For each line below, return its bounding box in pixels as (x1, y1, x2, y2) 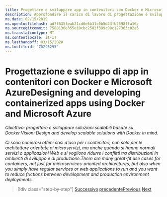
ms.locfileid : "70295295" (5, 44, 59, 49)
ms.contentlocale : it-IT (5, 35, 57, 40)
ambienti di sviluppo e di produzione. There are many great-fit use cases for (5, 155, 161, 161)
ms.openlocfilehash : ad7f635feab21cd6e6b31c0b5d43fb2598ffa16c (5, 21, 139, 26)
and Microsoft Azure (5, 108, 92, 119)
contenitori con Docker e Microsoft (5, 76, 153, 88)
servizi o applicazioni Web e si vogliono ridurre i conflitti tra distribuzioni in (5, 150, 159, 156)
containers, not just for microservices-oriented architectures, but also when (5, 160, 161, 167)
